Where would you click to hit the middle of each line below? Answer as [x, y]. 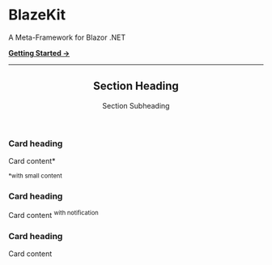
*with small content [35, 176]
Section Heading [136, 86]
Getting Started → [39, 53]
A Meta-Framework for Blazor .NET [67, 37]
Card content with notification [53, 215]
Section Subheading [136, 105]
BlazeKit [37, 15]
